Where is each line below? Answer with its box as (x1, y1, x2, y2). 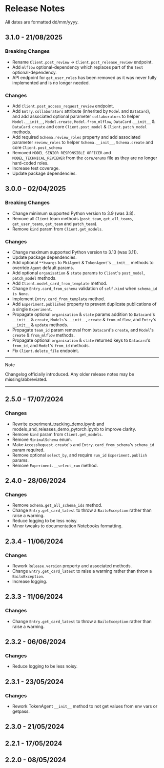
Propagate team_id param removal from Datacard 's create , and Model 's (12, 327, 154, 332)
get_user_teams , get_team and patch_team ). (12, 221, 98, 227)
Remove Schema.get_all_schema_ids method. (12, 502, 102, 508)
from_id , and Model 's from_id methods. (12, 342, 90, 348)
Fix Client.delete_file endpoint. (12, 348, 80, 353)
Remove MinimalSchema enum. (12, 436, 72, 442)
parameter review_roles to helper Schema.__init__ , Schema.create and (12, 139, 154, 145)
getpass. (12, 708, 30, 714)
